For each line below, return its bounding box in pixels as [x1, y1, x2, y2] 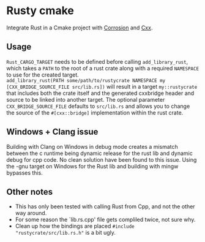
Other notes [6, 186, 53, 197]
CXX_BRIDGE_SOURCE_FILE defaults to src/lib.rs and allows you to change [6, 102, 190, 110]
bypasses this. [6, 169, 43, 176]
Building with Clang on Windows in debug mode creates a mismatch [6, 143, 179, 150]
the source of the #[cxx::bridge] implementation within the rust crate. [6, 108, 184, 116]
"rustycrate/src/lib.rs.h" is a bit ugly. [15, 229, 116, 236]
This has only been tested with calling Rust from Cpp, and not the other [15, 203, 195, 210]
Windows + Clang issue [6, 127, 99, 137]
